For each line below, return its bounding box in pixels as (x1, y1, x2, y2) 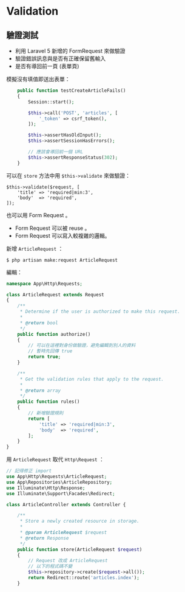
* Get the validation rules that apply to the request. (19, 376, 164, 382)
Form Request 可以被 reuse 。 (15, 224, 90, 232)
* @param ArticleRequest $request (19, 529, 107, 535)
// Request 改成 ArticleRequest (28, 558, 108, 564)
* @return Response (19, 535, 69, 541)
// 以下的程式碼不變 (28, 563, 73, 569)
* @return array (19, 388, 61, 394)
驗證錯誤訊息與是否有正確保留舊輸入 (15, 55, 106, 62)
